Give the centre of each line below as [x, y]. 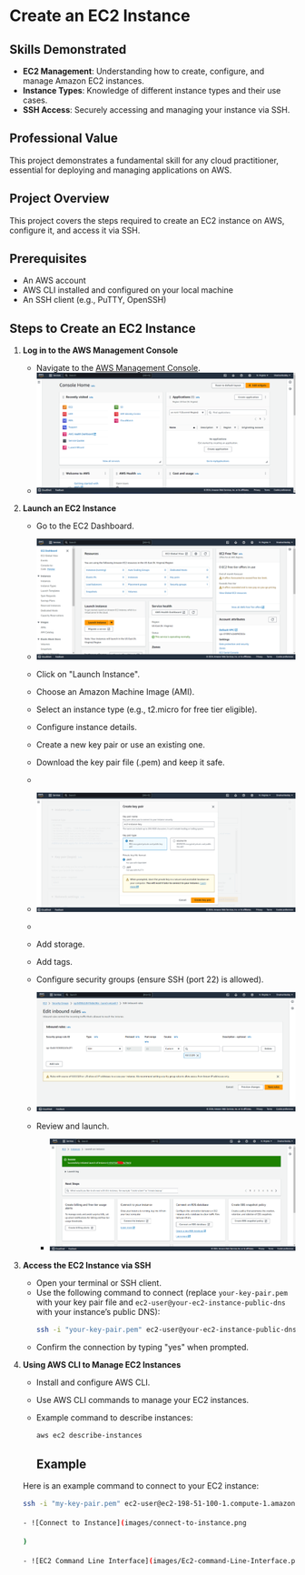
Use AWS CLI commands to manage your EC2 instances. [143, 1400]
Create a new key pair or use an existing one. [121, 744]
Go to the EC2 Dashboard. [85, 526]
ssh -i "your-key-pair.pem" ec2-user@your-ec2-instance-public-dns [166, 1330]
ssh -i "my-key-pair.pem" [71, 1503]
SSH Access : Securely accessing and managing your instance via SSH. [156, 110]
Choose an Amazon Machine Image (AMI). [115, 691]
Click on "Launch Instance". [88, 674]
